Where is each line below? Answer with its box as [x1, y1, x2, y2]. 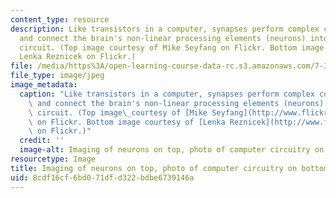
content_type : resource [10, 14, 110, 25]
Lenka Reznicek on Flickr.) [19, 52, 137, 62]
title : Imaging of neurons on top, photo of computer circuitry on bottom [10, 163, 329, 173]
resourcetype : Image [10, 154, 97, 164]
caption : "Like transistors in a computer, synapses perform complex [19, 89, 315, 99]
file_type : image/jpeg [10, 71, 105, 81]
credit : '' [19, 136, 65, 146]
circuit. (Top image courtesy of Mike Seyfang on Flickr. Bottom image [19, 42, 325, 53]
